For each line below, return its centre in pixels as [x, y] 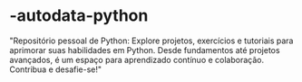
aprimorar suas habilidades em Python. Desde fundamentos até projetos [145, 50]
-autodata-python [79, 16]
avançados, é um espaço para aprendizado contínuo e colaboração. [137, 59]
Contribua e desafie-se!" [56, 69]
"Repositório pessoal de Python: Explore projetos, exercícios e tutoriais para [151, 41]
